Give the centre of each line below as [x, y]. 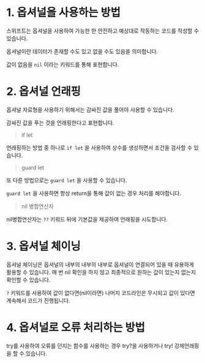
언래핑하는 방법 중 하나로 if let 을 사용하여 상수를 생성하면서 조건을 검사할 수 [99, 147]
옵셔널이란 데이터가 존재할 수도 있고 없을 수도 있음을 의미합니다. [82, 51]
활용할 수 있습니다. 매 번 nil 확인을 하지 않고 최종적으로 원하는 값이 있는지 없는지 [101, 272]
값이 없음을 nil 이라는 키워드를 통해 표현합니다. [63, 64]
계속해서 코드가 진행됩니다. [38, 300]
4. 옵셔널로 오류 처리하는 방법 [76, 327]
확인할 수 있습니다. [28, 280]
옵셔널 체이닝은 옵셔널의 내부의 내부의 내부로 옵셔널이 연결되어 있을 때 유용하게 [100, 264]
